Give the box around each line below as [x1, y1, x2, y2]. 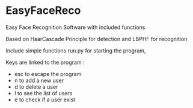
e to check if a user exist [14, 96, 76, 103]
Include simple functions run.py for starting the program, [5, 46, 146, 54]
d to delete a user [14, 83, 58, 91]
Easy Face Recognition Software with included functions [5, 24, 146, 31]
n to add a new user [14, 77, 64, 84]
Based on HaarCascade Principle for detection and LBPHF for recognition [5, 35, 188, 42]
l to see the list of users [14, 89, 73, 97]
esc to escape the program [14, 70, 82, 77]
